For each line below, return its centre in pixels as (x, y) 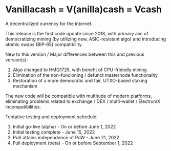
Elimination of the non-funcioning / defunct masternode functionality (85, 75)
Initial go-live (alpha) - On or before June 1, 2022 (64, 126)
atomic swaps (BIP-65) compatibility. (44, 44)
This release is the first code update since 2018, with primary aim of (77, 33)
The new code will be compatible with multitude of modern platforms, (79, 96)
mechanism (25, 86)
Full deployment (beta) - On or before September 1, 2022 (73, 143)
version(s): (17, 59)
